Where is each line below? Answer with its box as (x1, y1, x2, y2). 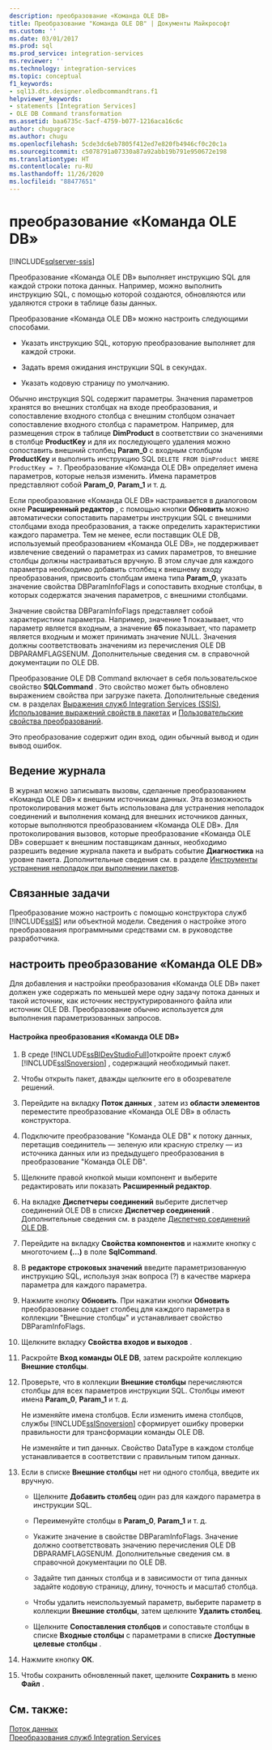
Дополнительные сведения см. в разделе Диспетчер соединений (20, 1214, 250, 1224)
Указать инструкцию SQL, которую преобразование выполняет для (20, 338, 256, 348)
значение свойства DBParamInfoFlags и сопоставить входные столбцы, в (9, 581, 262, 591)
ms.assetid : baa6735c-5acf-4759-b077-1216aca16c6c (9, 117, 184, 126)
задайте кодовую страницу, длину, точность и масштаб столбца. (32, 1581, 258, 1592)
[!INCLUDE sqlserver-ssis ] (9, 256, 96, 266)
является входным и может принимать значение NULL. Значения (9, 631, 237, 641)
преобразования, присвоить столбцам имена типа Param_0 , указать (9, 573, 248, 583)
